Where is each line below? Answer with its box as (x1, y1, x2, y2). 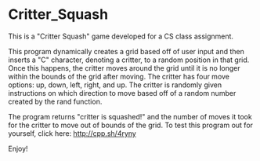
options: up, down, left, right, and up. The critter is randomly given (8, 80, 222, 90)
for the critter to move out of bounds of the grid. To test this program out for (8, 120, 253, 130)
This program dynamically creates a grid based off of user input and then (8, 46, 245, 56)
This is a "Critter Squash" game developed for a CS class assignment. (8, 31, 233, 41)
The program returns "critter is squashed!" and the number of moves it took (8, 112, 252, 121)
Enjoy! (8, 144, 29, 153)
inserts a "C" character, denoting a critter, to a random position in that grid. (8, 55, 250, 64)
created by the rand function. (8, 97, 103, 106)
